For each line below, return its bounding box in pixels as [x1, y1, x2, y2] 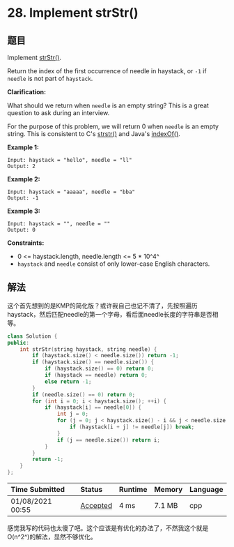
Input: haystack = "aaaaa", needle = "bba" [7, 188, 136, 195]
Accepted [80, 501, 113, 511]
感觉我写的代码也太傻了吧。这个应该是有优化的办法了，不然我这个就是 [7, 524, 209, 532]
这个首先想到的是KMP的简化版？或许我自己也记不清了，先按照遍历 [7, 301, 198, 310]
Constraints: [7, 239, 45, 247]
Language [189, 485, 224, 495]
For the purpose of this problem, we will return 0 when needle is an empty [7, 122, 219, 130]
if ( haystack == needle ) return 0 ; [44, 372, 148, 379]
